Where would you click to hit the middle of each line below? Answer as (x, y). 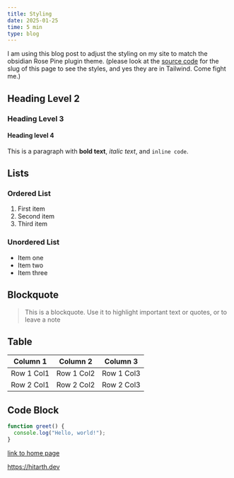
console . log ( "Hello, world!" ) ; (60, 433)
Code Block (33, 410)
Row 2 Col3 (121, 385)
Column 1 (30, 361)
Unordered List (34, 243)
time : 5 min (25, 27)
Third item (33, 224)
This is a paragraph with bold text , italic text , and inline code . (98, 151)
